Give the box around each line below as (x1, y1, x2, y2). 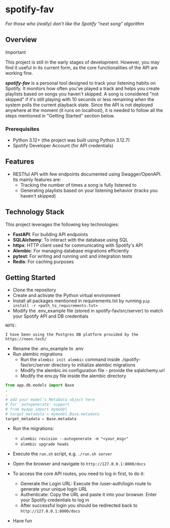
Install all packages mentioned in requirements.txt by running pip (12, 298, 150, 304)
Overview (5, 35, 37, 44)
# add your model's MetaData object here (5, 397, 95, 402)
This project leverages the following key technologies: (5, 221, 119, 227)
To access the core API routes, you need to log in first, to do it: (12, 471, 145, 477)
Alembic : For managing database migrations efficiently (12, 247, 129, 253)
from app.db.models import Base (5, 383, 74, 388)
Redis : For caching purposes (12, 258, 74, 265)
